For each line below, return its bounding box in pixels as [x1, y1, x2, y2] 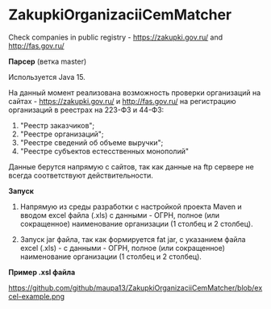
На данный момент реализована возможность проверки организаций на [8, 87, 261, 98]
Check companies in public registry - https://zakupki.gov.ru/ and [8, 32, 223, 42]
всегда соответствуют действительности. [8, 170, 153, 180]
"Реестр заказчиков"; [19, 120, 95, 130]
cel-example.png [8, 291, 65, 301]
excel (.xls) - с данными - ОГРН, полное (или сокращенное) [19, 243, 226, 253]
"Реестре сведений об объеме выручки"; [19, 137, 164, 147]
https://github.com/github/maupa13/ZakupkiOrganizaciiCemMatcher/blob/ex [8, 282, 263, 292]
